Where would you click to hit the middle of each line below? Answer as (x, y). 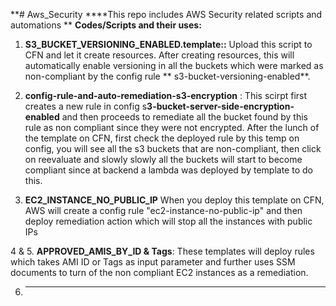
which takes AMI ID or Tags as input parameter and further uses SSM (153, 262)
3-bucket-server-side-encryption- (220, 106)
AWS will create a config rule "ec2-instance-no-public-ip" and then (163, 210)
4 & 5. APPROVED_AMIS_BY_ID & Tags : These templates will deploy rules (162, 251)
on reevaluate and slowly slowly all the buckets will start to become (163, 159)
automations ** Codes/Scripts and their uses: (106, 25)
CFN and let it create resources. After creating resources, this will (159, 55)
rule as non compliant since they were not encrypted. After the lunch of (172, 127)
